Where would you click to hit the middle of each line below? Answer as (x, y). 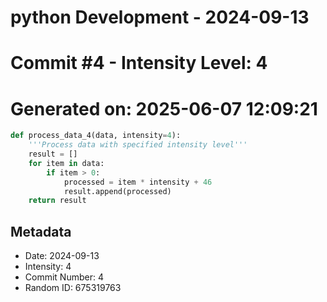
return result (57, 201)
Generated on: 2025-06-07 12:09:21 (164, 108)
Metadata (41, 231)
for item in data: (66, 163)
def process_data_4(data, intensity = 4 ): (96, 136)
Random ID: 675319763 (73, 288)
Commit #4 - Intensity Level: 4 (139, 63)
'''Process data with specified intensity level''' (138, 145)
